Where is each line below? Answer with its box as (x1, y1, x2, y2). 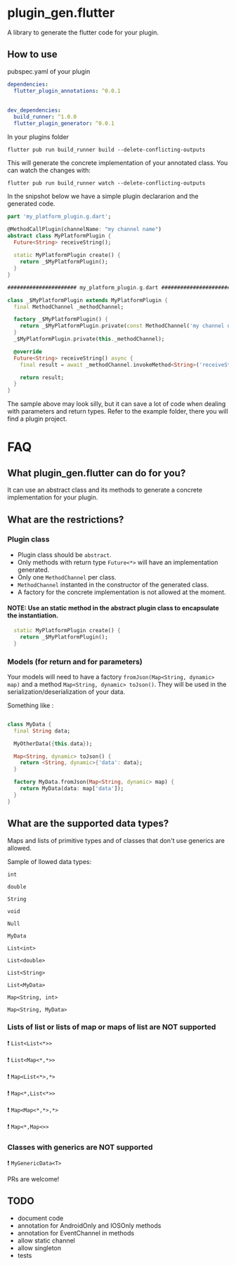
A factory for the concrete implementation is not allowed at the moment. (17, 588, 226, 596)
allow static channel (17, 1236, 76, 1245)
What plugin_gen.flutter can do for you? (7, 467, 186, 479)
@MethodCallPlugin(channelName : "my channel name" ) (7, 225, 162, 232)
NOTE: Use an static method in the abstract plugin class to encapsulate (7, 604, 219, 612)
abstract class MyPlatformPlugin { (7, 232, 112, 240)
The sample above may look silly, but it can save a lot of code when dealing (7, 400, 226, 408)
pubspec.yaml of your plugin (7, 67, 91, 75)
